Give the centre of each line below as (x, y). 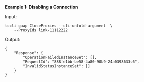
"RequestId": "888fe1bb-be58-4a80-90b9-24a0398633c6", (81, 62)
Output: (13, 40)
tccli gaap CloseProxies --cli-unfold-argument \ (59, 26)
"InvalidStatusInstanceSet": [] (57, 66)
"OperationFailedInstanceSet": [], (60, 57)
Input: (11, 17)
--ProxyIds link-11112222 (41, 30)
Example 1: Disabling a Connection (42, 7)
